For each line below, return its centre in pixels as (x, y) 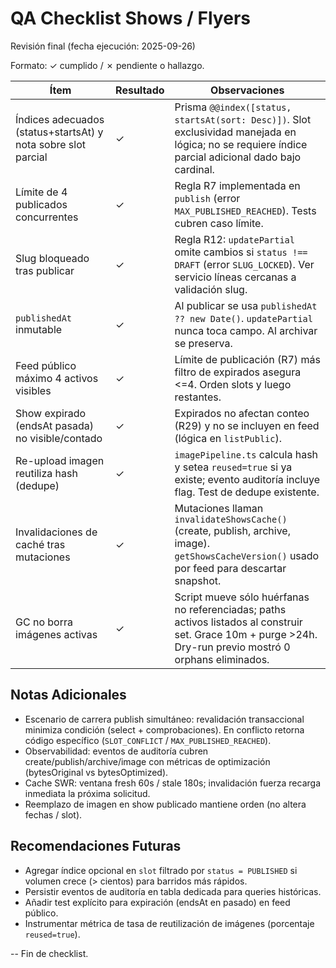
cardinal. (194, 169)
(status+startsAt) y (59, 132)
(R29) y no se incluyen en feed (247, 425)
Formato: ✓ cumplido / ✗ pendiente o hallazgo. (107, 65)
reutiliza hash (46, 473)
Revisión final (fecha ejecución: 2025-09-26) (103, 46)
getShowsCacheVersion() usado (247, 555)
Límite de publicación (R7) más (247, 359)
